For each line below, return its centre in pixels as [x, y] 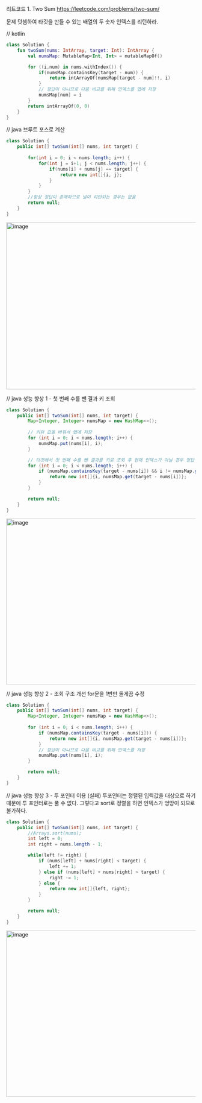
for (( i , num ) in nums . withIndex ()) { [75, 67]
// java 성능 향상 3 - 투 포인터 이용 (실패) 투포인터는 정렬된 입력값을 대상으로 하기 [101, 795]
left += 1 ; [63, 866]
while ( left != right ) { [57, 855]
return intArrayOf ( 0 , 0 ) [59, 106]
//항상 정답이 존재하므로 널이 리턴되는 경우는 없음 [82, 197]
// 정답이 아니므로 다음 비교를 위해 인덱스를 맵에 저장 [97, 89]
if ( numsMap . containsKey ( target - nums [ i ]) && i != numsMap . [117, 471]
